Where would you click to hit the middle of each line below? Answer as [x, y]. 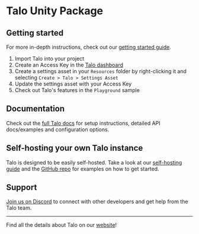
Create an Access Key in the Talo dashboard [69, 65]
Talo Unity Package [55, 11]
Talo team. [19, 208]
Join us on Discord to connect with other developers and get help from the [97, 202]
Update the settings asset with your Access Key [73, 84]
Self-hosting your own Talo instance [75, 148]
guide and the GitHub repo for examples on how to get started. [83, 169]
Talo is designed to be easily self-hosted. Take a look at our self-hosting [94, 162]
